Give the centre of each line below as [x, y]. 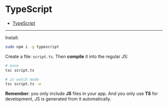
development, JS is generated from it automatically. [58, 99]
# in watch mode [22, 79]
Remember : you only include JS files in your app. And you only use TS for [82, 93]
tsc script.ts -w [23, 84]
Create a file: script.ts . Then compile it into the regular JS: [67, 56]
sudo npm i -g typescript [32, 47]
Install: [12, 37]
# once [12, 66]
